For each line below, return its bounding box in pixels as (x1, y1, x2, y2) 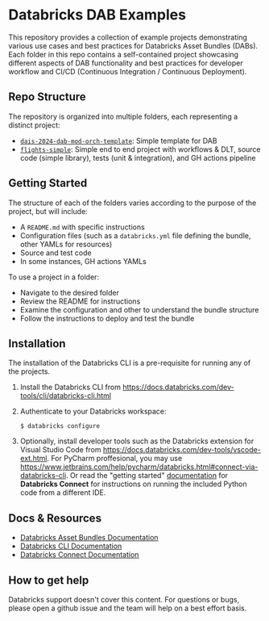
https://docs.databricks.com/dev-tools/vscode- (102, 445, 262, 455)
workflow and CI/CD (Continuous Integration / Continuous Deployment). (8, 66, 247, 76)
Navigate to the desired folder (19, 287, 119, 297)
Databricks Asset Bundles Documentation (19, 533, 159, 543)
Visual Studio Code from (19, 445, 102, 455)
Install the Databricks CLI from (19, 382, 121, 392)
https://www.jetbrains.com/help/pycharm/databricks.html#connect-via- (19, 462, 259, 472)
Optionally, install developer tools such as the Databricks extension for (19, 436, 255, 446)
